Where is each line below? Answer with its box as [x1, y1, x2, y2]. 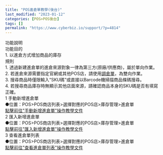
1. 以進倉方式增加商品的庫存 [5, 52, 62, 58]
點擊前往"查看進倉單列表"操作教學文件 [5, 145, 83, 151]
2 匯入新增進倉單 [5, 114, 40, 120]
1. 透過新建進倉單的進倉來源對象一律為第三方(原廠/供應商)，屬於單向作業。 [5, 65, 158, 71]
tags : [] [5, 21, 23, 26]
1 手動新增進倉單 [5, 95, 39, 101]
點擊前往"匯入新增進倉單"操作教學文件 [5, 126, 83, 132]
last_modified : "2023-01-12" [5, 12, 65, 17]
